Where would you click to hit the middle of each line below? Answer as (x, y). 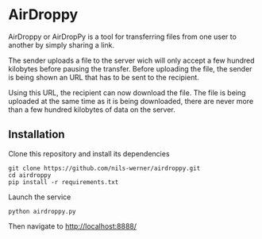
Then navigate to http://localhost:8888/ (73, 226)
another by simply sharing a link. (62, 44)
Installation (37, 135)
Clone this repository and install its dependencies (89, 153)
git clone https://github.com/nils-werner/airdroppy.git (104, 168)
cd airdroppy (30, 175)
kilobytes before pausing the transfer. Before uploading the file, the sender (130, 68)
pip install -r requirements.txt (64, 182)
